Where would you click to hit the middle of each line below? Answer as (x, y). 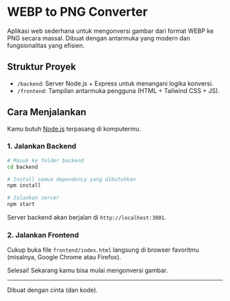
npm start (21, 205)
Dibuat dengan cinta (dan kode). (52, 290)
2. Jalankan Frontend (43, 235)
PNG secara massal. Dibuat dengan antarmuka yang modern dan (99, 38)
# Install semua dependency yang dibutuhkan (72, 179)
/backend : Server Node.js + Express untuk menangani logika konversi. (115, 83)
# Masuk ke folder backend (46, 160)
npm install (24, 185)
